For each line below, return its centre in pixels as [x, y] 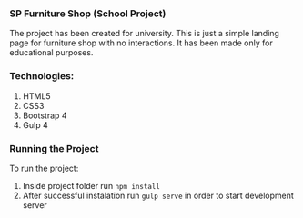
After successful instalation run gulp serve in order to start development [158, 195]
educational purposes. [51, 53]
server [35, 205]
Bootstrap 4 [45, 115]
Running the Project [54, 148]
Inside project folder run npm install [91, 185]
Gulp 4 [35, 124]
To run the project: [44, 168]
